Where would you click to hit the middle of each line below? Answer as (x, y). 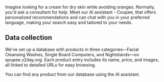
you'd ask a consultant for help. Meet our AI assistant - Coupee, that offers (81, 12)
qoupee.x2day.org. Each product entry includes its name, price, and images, (82, 60)
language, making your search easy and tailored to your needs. (69, 22)
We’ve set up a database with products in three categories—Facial (72, 49)
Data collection (29, 38)
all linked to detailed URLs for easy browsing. (51, 65)
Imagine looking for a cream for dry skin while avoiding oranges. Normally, (80, 7)
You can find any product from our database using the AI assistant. (73, 74)
